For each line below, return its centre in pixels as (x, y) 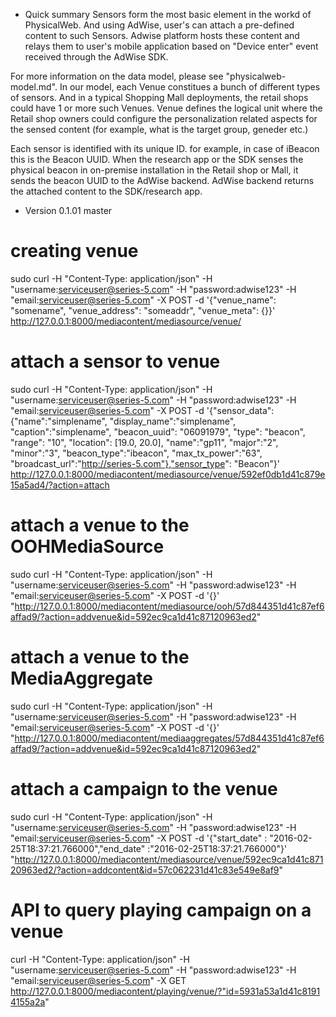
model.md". (34, 87)
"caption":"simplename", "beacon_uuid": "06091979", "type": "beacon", (158, 431)
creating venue (74, 251)
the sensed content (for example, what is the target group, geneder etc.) (159, 129)
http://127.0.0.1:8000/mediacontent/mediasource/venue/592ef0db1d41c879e (168, 474)
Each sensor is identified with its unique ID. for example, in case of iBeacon (165, 148)
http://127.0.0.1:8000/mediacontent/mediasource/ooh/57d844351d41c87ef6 (169, 606)
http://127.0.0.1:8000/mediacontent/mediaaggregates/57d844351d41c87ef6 (169, 738)
